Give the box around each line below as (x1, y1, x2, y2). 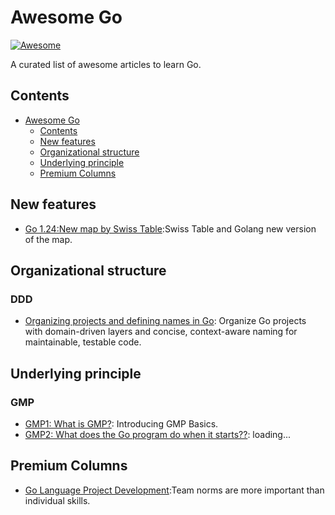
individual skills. (24, 494, 91, 506)
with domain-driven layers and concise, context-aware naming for (24, 326, 298, 338)
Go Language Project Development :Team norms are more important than (24, 484, 325, 496)
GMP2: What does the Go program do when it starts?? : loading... (24, 428, 292, 440)
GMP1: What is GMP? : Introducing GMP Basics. (24, 417, 219, 430)
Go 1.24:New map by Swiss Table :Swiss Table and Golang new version (24, 222, 317, 235)
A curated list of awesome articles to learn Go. (10, 58, 202, 70)
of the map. (24, 233, 73, 245)
